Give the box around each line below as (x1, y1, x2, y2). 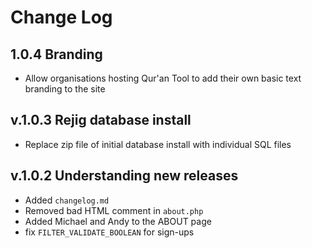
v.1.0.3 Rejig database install (10, 112, 192, 129)
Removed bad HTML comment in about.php (24, 204, 204, 216)
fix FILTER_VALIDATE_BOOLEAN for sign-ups (24, 226, 195, 238)
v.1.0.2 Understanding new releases (10, 167, 239, 185)
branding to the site (24, 83, 106, 95)
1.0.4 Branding (10, 46, 103, 63)
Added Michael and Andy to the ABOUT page (24, 215, 212, 227)
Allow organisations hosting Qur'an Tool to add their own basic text (24, 72, 302, 84)
